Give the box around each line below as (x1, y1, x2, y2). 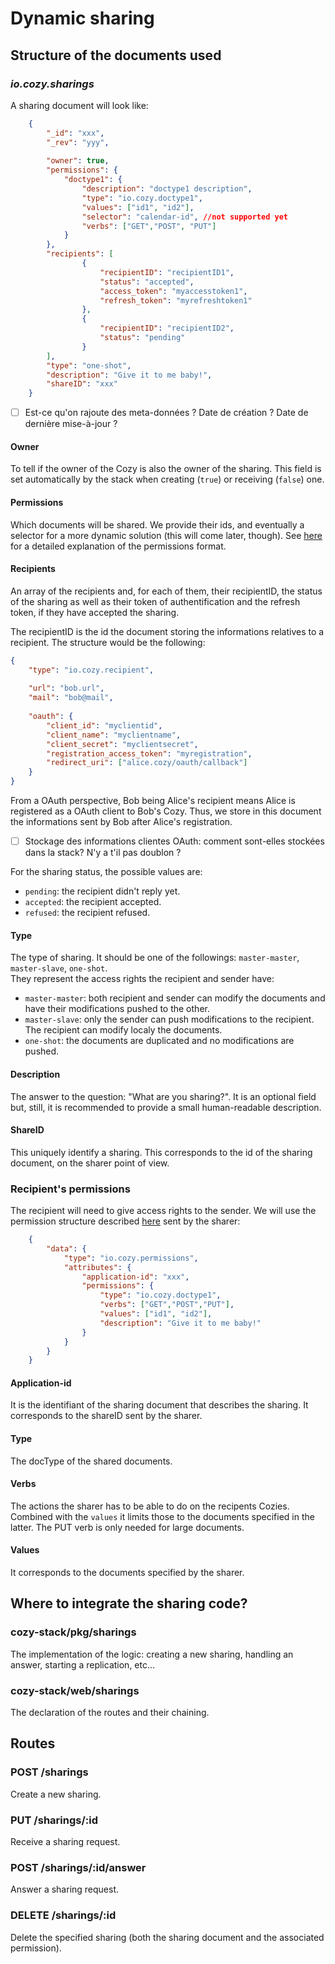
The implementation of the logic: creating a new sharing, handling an (10, 1648, 294, 1660)
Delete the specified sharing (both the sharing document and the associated (10, 1931, 325, 1943)
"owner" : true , (46, 156, 110, 166)
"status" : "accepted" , (99, 277, 195, 287)
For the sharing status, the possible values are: (10, 866, 203, 878)
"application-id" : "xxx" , (81, 1272, 190, 1282)
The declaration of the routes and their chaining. (10, 1707, 210, 1719)
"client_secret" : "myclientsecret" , (46, 739, 199, 749)
